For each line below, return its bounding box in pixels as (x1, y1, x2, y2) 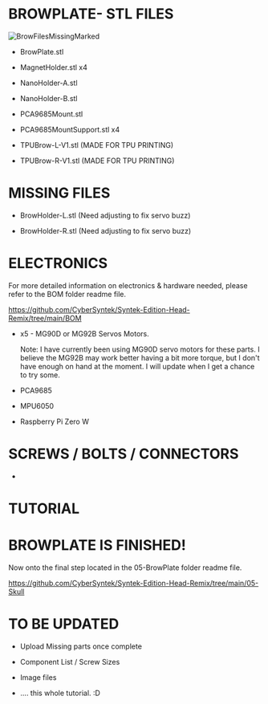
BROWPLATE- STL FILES (8, 5, 174, 23)
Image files (19, 672, 57, 682)
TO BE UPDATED (8, 615, 120, 633)
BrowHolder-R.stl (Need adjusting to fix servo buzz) (19, 226, 192, 235)
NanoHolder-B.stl (19, 93, 78, 103)
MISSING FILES (8, 184, 111, 202)
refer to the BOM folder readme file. (8, 289, 127, 299)
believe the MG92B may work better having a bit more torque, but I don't (19, 352, 260, 362)
